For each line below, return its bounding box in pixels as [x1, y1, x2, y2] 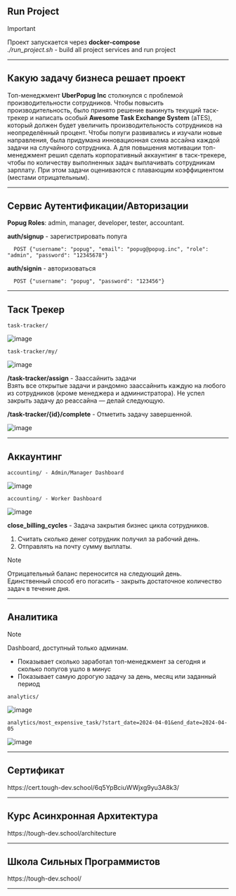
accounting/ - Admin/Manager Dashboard [7, 469, 124, 476]
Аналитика [7, 611, 58, 623]
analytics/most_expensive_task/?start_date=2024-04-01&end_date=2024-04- [7, 719, 228, 726]
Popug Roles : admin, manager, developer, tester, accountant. [7, 219, 185, 227]
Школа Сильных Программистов [7, 855, 160, 867]
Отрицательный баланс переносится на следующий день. [7, 569, 182, 578]
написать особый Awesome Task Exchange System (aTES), [34, 113, 213, 122]
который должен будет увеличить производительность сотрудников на [7, 121, 223, 129]
